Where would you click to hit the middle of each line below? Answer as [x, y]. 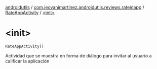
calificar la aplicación [27, 61]
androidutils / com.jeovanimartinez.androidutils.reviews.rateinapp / [75, 7]
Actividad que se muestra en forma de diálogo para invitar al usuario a [78, 55]
